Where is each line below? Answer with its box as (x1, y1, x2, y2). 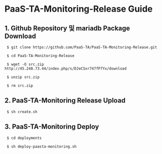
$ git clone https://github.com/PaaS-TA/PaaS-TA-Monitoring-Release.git (6, 45, 158, 50)
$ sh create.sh (6, 109, 37, 114)
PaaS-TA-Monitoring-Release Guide (4, 3, 153, 15)
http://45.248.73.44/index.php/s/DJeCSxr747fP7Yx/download (4, 66, 127, 71)
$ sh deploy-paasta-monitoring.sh (6, 144, 77, 149)
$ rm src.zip (6, 83, 34, 88)
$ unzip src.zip (6, 75, 40, 79)
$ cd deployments (6, 135, 42, 140)
